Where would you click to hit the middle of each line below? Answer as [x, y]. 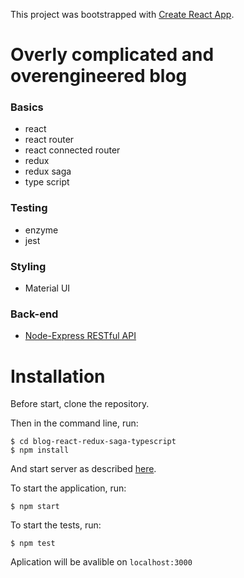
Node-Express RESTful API [80, 336]
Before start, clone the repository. [80, 404]
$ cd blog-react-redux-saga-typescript [93, 442]
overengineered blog [99, 76]
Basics [27, 107]
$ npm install [40, 450]
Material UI [47, 288]
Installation [58, 376]
